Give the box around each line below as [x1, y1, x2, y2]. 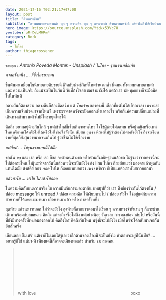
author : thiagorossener [5, 48, 55, 53]
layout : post [5, 12, 33, 17]
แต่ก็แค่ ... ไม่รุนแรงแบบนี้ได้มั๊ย [5, 144, 56, 150]
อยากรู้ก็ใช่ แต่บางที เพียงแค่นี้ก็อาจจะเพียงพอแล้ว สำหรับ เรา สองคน [5, 238, 114, 244]
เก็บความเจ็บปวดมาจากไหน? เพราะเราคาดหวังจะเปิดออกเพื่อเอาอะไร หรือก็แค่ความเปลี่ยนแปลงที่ [5, 108, 159, 114]
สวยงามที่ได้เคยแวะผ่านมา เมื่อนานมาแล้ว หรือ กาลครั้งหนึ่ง [5, 196, 100, 202]
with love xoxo [17, 290, 141, 296]
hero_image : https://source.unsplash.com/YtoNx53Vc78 [5, 26, 119, 31]
